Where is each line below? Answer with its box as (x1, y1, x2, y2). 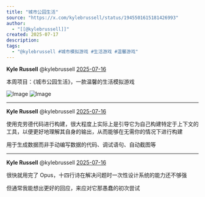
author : (6, 20, 26, 26)
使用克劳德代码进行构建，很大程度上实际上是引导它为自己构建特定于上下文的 (6, 120, 199, 127)
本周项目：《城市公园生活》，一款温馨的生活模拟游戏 (6, 77, 135, 85)
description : (6, 37, 40, 43)
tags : (6, 43, 20, 49)
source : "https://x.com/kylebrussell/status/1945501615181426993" (6, 15, 179, 21)
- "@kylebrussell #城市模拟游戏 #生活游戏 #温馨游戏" (12, 49, 138, 55)
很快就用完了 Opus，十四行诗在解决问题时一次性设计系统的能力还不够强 (6, 171, 187, 179)
